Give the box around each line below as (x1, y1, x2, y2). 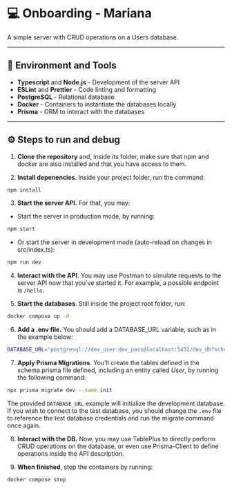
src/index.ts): (17, 246, 55, 254)
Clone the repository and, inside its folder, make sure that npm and (17, 152, 209, 160)
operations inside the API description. (17, 449, 124, 457)
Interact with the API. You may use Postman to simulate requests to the (17, 271, 222, 280)
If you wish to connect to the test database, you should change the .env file (7, 406, 222, 415)
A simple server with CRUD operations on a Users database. (7, 33, 179, 41)
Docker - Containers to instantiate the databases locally (17, 100, 177, 108)
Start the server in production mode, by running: (17, 212, 155, 221)
